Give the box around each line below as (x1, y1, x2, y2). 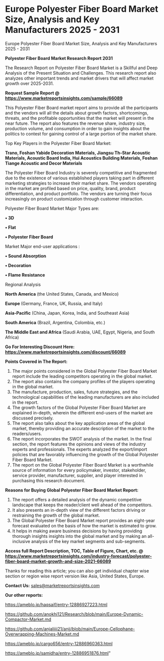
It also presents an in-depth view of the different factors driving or (12, 507, 146, 513)
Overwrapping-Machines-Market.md (5, 631, 79, 637)
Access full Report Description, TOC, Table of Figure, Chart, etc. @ (5, 548, 143, 553)
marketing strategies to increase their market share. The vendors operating (5, 180, 157, 186)
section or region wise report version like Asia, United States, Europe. (5, 573, 145, 579)
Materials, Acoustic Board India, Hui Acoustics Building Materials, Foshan (5, 155, 158, 161)
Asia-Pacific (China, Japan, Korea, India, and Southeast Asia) (5, 310, 130, 316)
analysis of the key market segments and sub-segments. (31, 538, 146, 544)
